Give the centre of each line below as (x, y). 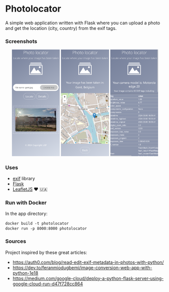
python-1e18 (25, 273)
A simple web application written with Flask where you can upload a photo (83, 23)
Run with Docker (26, 203)
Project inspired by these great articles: (46, 252)
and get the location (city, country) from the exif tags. (61, 28)
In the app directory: (27, 214)
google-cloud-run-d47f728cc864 (48, 283)
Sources (16, 241)
